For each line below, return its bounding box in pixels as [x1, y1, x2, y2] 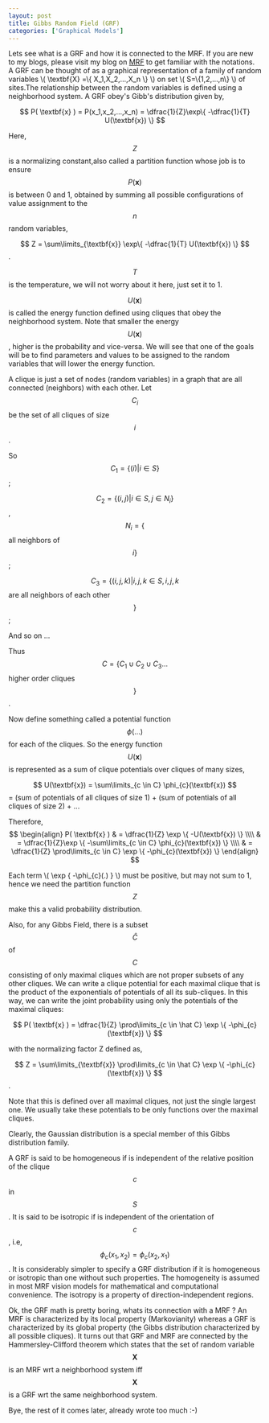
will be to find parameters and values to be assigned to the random [8, 351, 230, 360]
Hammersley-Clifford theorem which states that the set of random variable [8, 1339, 255, 1349]
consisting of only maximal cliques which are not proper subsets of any [8, 970, 245, 980]
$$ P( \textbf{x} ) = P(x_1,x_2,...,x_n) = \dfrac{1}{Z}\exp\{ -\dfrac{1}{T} [19, 107, 251, 117]
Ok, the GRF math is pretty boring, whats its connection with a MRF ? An [8, 1305, 247, 1315]
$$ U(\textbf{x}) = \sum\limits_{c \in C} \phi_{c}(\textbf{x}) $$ [33, 780, 237, 790]
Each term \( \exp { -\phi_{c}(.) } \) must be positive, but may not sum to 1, [8, 870, 252, 881]
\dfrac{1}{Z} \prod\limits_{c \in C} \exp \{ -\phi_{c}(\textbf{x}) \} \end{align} [10, 846, 259, 857]
